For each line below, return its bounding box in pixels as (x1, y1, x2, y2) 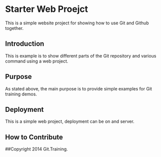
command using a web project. (5, 58, 68, 64)
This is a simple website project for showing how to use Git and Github (5, 20, 149, 26)
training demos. (5, 91, 37, 97)
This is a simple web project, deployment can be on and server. (5, 118, 135, 125)
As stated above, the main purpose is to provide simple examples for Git (5, 85, 152, 91)
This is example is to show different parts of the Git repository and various (5, 53, 157, 59)
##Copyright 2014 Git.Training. (5, 146, 68, 152)
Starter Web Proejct (5, 3, 88, 15)
